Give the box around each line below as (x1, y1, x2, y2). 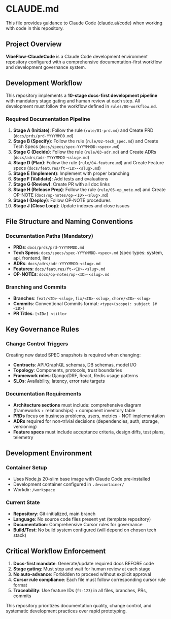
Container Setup (6, 464, 47, 471)
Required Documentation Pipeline (6, 116, 90, 123)
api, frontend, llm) (13, 254, 51, 261)
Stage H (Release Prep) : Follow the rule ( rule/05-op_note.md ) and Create (13, 186, 166, 193)
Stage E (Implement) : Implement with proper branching (13, 170, 130, 176)
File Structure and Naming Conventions (6, 217, 133, 226)
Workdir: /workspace (13, 486, 55, 492)
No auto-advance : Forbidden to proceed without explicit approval (13, 571, 151, 577)
